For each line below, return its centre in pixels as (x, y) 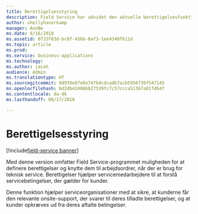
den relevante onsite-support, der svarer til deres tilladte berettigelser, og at (98, 198)
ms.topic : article (29, 45)
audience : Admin (26, 72)
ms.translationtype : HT (35, 77)
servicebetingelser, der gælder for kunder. (57, 180)
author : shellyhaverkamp (37, 22)
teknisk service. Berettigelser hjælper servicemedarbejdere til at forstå (92, 174)
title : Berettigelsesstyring (42, 12)
